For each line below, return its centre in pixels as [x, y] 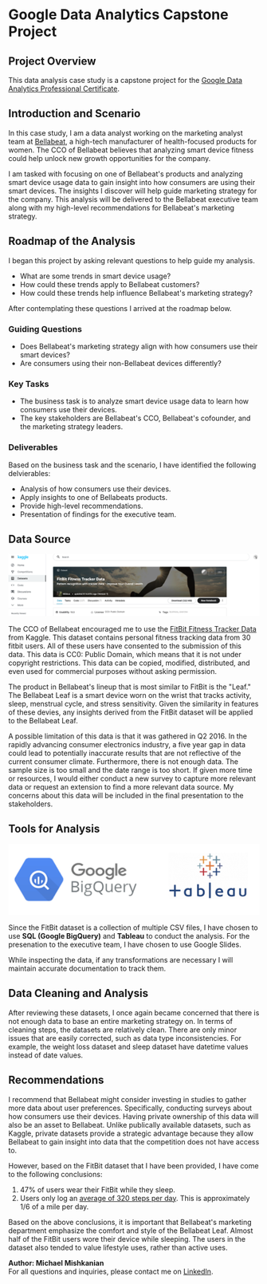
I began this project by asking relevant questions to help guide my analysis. [132, 260]
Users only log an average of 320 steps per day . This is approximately [135, 1198]
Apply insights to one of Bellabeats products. [94, 497]
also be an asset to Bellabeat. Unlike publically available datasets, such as [130, 1124]
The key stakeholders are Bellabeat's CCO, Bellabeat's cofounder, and [135, 418]
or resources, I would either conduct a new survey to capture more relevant [132, 778]
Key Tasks [29, 384]
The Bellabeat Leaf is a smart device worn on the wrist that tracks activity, [130, 695]
